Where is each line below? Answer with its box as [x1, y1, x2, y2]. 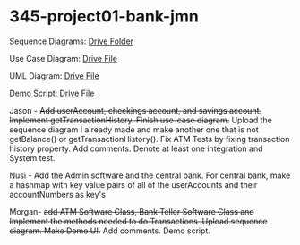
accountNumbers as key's [9, 189, 106, 199]
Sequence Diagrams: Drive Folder [9, 36, 134, 46]
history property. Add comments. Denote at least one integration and [9, 143, 263, 154]
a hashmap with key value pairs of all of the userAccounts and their [9, 179, 258, 190]
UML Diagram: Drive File [9, 70, 100, 81]
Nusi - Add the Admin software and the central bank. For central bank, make [9, 170, 291, 181]
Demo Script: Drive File [9, 88, 95, 98]
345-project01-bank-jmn [9, 6, 200, 27]
